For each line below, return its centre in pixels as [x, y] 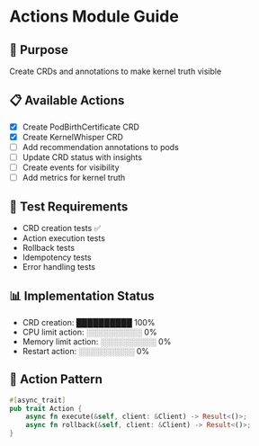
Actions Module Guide [94, 17]
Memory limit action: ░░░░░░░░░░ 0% [97, 341]
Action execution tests [64, 238]
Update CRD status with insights [82, 157]
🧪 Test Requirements [69, 206]
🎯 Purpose [39, 50]
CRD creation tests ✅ [62, 228]
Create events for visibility [71, 167]
